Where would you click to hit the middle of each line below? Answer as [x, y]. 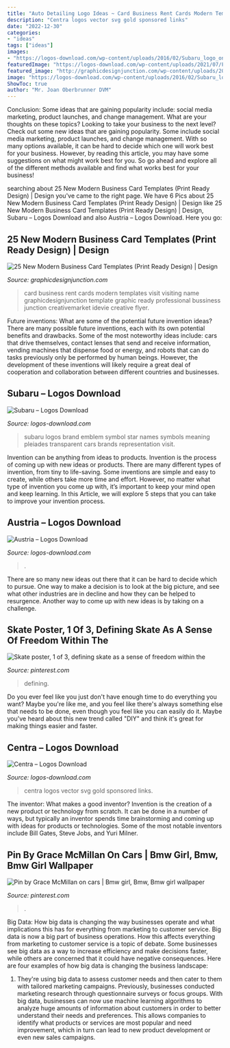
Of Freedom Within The [58, 640]
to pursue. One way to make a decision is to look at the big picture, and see [113, 586]
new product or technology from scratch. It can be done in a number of [107, 811]
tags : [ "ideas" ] [30, 45]
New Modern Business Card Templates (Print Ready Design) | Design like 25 [115, 203]
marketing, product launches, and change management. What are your [107, 117]
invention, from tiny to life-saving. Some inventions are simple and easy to [111, 471]
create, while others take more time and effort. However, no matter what [109, 479]
